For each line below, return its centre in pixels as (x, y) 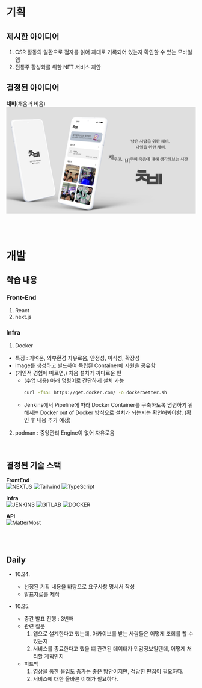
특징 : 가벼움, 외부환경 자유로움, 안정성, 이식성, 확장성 (77, 358)
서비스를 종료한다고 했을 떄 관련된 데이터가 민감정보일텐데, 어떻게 (109, 648)
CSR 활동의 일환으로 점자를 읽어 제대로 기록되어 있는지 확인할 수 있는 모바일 (103, 52)
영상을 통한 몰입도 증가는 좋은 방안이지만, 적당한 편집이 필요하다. (108, 671)
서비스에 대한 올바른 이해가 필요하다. (75, 678)
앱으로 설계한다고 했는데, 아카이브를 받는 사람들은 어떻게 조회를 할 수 (113, 633)
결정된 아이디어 (33, 88)
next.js (23, 317)
